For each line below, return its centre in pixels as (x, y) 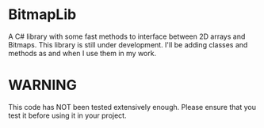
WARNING (42, 85)
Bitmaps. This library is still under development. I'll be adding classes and (128, 44)
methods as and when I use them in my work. (82, 53)
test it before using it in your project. (67, 115)
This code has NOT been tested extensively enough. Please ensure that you (132, 107)
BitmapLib (42, 15)
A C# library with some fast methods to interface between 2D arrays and (127, 36)
